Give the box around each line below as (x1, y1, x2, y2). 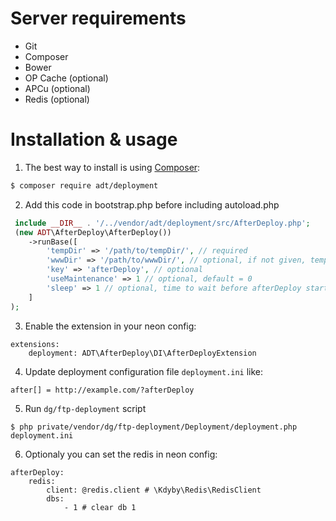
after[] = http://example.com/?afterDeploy (10, 385, 195, 395)
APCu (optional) (24, 82, 91, 94)
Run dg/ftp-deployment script (24, 402, 147, 414)
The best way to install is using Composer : (24, 161, 201, 173)
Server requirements (10, 7, 187, 30)
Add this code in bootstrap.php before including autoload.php (24, 198, 280, 211)
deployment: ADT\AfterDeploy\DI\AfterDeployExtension (28, 348, 257, 358)
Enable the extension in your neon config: (24, 320, 197, 332)
